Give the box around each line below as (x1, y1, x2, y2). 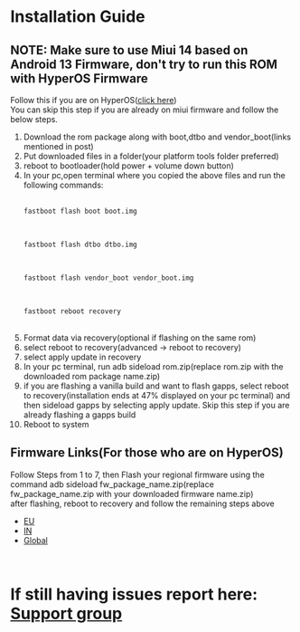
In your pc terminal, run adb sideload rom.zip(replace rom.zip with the (23, 361, 284, 372)
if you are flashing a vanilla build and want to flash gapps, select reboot (23, 380, 289, 391)
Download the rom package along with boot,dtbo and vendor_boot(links (23, 131, 292, 142)
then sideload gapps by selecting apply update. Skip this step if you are (23, 400, 290, 410)
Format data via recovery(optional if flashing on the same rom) (23, 332, 257, 343)
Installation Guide (10, 6, 145, 27)
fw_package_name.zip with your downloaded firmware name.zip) (10, 488, 254, 499)
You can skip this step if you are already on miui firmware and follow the (10, 104, 279, 115)
